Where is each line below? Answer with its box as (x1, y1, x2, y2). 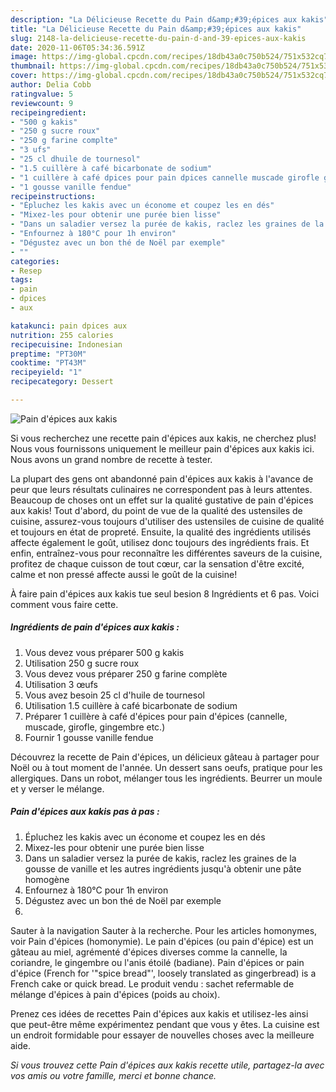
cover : (10, 71, 38, 81)
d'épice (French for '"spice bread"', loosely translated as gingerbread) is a (10, 967, 317, 979)
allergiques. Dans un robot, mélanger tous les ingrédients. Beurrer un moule (10, 772, 323, 784)
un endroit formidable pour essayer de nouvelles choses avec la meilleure (10, 1029, 315, 1041)
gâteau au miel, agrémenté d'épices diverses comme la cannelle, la (10, 946, 288, 958)
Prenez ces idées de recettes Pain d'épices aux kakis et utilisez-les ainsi (10, 1007, 309, 1020)
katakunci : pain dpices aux (10, 321, 128, 331)
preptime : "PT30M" (10, 349, 87, 359)
